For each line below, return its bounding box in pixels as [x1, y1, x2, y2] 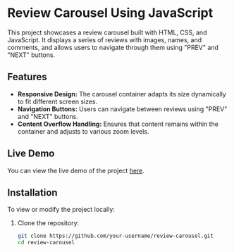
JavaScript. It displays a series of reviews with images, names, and [7, 35, 202, 44]
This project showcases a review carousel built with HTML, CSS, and [7, 28, 207, 37]
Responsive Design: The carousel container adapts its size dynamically [17, 89, 227, 98]
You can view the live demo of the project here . [7, 166, 144, 175]
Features [7, 71, 47, 83]
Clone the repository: [17, 219, 80, 227]
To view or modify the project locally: [7, 206, 115, 214]
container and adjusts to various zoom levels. [17, 127, 149, 135]
